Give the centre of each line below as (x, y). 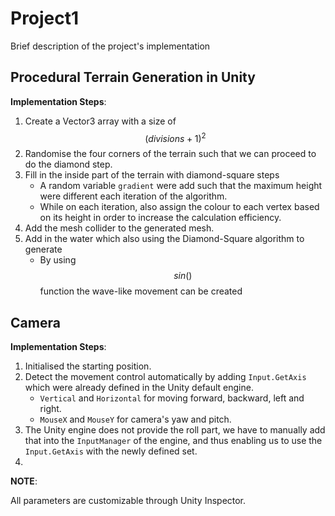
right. (50, 409)
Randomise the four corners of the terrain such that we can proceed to (170, 154)
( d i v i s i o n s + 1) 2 (175, 137)
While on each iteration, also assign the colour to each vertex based (179, 207)
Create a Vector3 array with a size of (100, 121)
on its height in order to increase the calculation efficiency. (160, 218)
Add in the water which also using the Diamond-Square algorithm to (164, 239)
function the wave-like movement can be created (141, 291)
